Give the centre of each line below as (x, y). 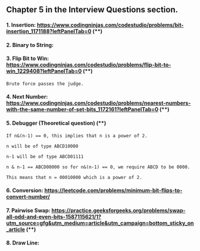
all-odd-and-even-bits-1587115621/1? (54, 217)
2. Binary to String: (30, 45)
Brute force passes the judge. (45, 84)
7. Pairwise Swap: (28, 210)
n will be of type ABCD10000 (42, 146)
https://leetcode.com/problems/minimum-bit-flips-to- (113, 190)
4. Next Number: (27, 97)
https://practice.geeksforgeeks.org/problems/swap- (118, 210)
